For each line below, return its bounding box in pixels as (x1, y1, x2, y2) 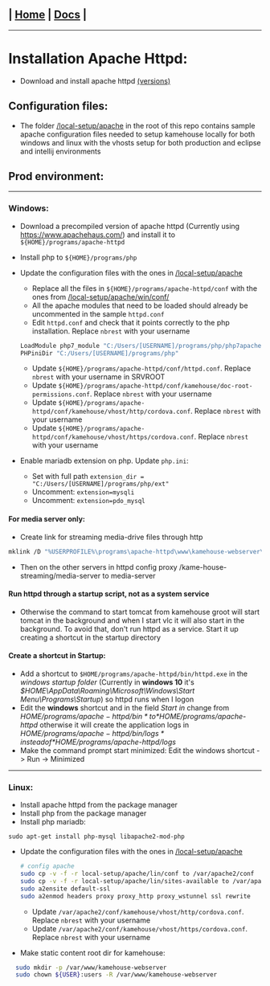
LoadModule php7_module (19, 342, 100, 350)
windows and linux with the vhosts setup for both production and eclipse (19, 137, 261, 147)
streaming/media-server (19, 571, 101, 580)
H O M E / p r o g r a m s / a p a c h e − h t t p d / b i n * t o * (19, 711, 160, 721)
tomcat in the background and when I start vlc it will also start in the (19, 616, 245, 625)
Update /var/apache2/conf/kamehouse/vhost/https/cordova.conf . (31, 923, 247, 933)
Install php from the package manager (19, 808, 147, 818)
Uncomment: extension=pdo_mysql (31, 496, 146, 505)
